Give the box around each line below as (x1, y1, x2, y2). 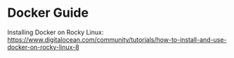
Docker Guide (7, 5, 89, 21)
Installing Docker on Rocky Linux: (7, 28, 104, 36)
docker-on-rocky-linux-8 (7, 43, 79, 51)
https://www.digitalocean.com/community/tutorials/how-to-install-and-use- (7, 35, 227, 43)
